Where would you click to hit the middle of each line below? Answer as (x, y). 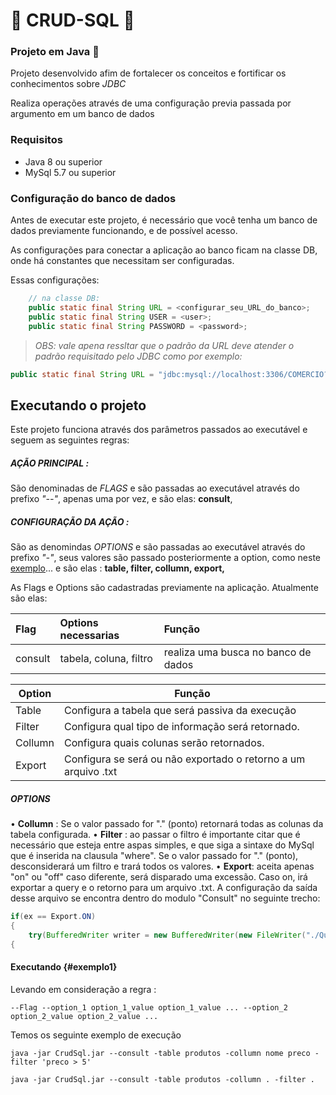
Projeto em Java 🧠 (55, 52)
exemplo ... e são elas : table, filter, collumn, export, (117, 568)
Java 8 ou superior (63, 161)
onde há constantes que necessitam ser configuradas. (122, 261)
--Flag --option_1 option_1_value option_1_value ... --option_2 (149, 1007)
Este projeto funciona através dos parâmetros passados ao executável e (159, 430)
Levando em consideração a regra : (83, 989)
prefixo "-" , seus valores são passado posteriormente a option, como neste (165, 558)
